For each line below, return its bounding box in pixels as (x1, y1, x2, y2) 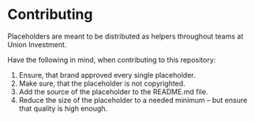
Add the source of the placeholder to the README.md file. (18, 86, 208, 96)
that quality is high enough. (18, 104, 108, 113)
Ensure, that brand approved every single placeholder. (18, 70, 196, 79)
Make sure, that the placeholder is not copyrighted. (18, 79, 186, 88)
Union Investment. (7, 39, 67, 49)
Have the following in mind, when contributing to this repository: (7, 55, 216, 64)
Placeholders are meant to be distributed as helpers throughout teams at (7, 31, 244, 41)
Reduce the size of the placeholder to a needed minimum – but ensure (18, 95, 248, 104)
